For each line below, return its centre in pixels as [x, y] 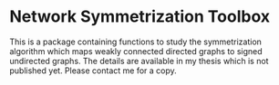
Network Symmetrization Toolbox [140, 17]
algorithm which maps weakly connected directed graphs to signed [136, 51]
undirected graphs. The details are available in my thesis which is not [139, 61]
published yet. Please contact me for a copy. [93, 71]
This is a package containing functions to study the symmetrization [136, 42]
